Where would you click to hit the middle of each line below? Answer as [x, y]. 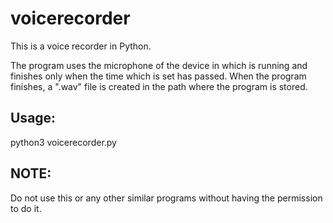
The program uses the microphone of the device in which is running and [159, 65]
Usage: [33, 118]
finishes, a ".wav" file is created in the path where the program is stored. [159, 86]
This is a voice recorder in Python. [81, 46]
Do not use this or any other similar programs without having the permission [166, 198]
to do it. [26, 208]
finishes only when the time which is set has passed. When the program [158, 76]
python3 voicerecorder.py [63, 142]
